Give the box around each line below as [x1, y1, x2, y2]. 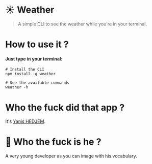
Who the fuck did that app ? [5, 102, 125, 113]
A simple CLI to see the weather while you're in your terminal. [17, 21, 147, 27]
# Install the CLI [5, 67, 44, 72]
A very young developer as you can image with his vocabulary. [5, 153, 137, 159]
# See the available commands [5, 80, 70, 85]
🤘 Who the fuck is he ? [5, 136, 102, 148]
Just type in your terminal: [5, 55, 63, 62]
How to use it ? [5, 39, 69, 50]
